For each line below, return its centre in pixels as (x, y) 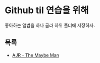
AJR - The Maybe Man (35, 55)
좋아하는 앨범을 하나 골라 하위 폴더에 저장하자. (50, 25)
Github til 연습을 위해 (47, 10)
